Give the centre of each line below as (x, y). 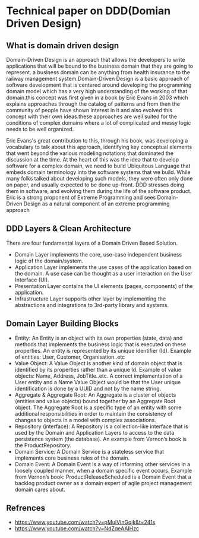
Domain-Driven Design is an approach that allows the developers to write (96, 60)
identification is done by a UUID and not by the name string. (88, 388)
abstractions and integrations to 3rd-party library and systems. (92, 305)
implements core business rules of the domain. (72, 458)
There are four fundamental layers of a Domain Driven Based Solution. (92, 243)
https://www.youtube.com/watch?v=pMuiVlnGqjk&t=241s (85, 522)
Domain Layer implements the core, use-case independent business (98, 254)
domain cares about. (40, 489)
